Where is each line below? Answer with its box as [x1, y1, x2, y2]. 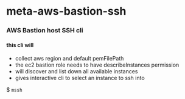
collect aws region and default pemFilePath [15, 55, 124, 62]
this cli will [6, 41, 34, 48]
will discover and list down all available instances [15, 68, 138, 75]
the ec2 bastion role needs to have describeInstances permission [15, 61, 180, 68]
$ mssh [6, 86, 23, 94]
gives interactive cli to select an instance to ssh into [15, 75, 145, 82]
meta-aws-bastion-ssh [6, 4, 127, 18]
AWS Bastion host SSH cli [6, 26, 83, 35]
